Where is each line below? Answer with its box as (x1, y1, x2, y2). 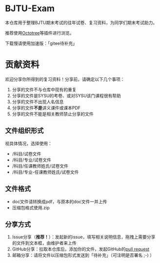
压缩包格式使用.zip (12, 205, 50, 210)
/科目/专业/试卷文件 (12, 157, 51, 163)
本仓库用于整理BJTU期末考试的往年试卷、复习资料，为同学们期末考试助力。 (5, 19, 158, 25)
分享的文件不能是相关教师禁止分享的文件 (12, 111, 94, 117)
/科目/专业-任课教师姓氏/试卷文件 (12, 169, 79, 175)
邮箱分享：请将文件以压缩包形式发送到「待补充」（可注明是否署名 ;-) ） (12, 252, 155, 258)
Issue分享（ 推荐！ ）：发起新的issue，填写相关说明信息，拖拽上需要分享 (12, 234, 156, 240)
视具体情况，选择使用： (5, 140, 52, 146)
